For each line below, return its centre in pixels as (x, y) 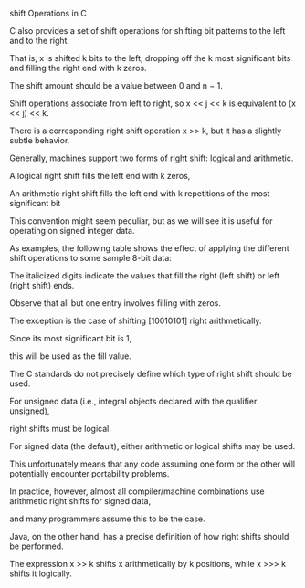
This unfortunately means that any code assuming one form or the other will (152, 464)
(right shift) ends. (42, 285)
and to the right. (40, 41)
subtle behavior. (40, 140)
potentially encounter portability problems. (89, 473)
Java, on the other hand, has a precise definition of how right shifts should (149, 536)
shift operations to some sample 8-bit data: (90, 258)
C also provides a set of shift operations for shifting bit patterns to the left (147, 31)
